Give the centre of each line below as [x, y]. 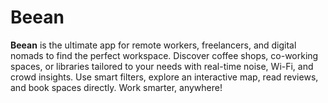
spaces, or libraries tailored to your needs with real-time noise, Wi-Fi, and [162, 66]
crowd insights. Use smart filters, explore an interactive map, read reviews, [164, 77]
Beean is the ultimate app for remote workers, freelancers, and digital [153, 45]
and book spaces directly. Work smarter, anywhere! [116, 87]
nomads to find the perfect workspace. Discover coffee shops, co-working [164, 55]
